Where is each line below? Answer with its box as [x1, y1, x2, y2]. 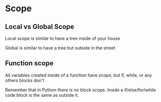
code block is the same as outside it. [5, 92, 80, 98]
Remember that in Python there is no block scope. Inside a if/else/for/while [5, 87, 156, 93]
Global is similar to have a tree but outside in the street [5, 45, 115, 51]
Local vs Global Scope [5, 23, 75, 31]
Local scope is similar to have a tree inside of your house [5, 35, 120, 41]
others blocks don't [5, 77, 45, 83]
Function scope [5, 59, 54, 68]
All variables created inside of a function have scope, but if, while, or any [5, 72, 152, 78]
